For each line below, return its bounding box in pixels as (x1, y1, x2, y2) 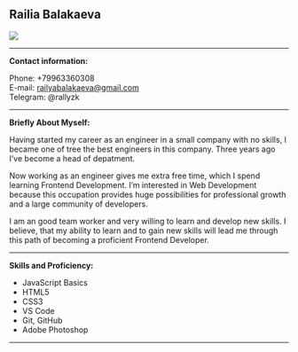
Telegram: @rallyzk (9, 91, 80, 102)
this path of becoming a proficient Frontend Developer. (9, 234, 210, 245)
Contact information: (9, 55, 89, 66)
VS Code (21, 305, 55, 316)
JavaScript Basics (21, 277, 89, 287)
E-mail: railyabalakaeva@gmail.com (9, 82, 139, 92)
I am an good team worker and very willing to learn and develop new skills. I (9, 215, 286, 226)
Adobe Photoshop (21, 324, 89, 335)
